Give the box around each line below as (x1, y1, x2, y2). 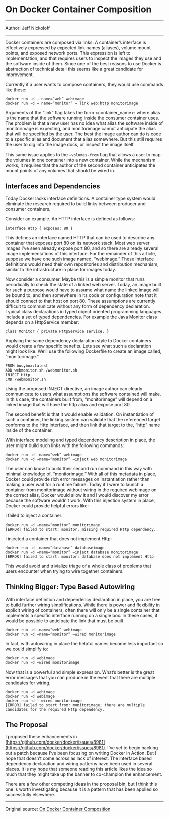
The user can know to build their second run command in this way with (5, 465, 152, 471)
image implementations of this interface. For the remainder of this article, (5, 250, 157, 256)
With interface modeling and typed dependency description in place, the (5, 437, 156, 443)
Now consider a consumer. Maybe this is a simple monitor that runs (5, 276, 145, 282)
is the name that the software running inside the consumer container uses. (5, 115, 159, 121)
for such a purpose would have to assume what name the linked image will (5, 287, 160, 293)
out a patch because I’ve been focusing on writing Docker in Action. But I (5, 750, 157, 756)
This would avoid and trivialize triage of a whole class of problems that (5, 563, 152, 569)
